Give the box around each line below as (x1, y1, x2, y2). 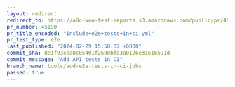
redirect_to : (6, 17, 45, 24)
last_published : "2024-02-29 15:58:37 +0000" (6, 43, 142, 50)
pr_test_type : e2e (6, 36, 60, 43)
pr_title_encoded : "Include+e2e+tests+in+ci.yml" (6, 29, 155, 37)
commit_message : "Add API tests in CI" (6, 56, 123, 63)
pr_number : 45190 (6, 23, 58, 30)
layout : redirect (6, 10, 58, 18)
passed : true (6, 69, 45, 76)
